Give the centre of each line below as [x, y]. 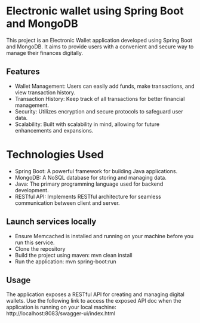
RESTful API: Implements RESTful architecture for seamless [88, 196]
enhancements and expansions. [54, 130]
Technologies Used [55, 154]
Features [23, 72]
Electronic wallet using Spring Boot [95, 11]
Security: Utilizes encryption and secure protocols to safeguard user [99, 111]
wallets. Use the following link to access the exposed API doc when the [94, 301]
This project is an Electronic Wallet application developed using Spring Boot [99, 40]
